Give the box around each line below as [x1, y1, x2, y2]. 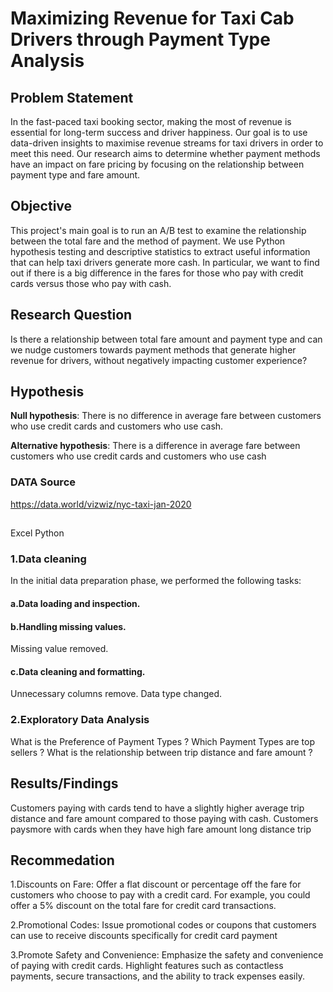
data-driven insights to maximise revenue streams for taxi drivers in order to [10, 137, 324, 149]
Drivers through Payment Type [10, 28, 271, 51]
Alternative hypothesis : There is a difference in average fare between [10, 440, 301, 452]
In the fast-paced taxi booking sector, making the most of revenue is [10, 116, 292, 127]
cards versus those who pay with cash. [10, 277, 172, 289]
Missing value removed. [10, 643, 109, 655]
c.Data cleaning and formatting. [10, 665, 146, 677]
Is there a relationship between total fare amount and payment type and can [10, 333, 323, 345]
